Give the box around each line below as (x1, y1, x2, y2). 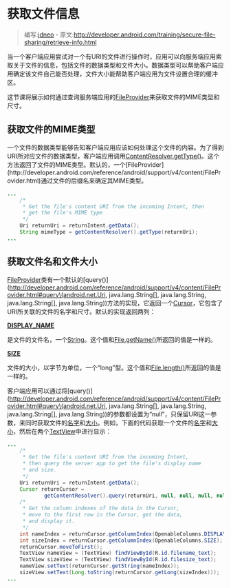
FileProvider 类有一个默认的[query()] (7, 275, 109, 283)
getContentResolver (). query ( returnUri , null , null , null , (43, 492, 214, 499)
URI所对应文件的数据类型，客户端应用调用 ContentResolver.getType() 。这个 (7, 152, 220, 160)
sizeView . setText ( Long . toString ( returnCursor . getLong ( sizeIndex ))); (19, 569, 220, 576)
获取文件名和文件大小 (7, 256, 98, 267)
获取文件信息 (7, 6, 80, 22)
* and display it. (22, 518, 76, 525)
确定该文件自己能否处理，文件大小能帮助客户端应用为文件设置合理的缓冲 (12, 70, 218, 78)
